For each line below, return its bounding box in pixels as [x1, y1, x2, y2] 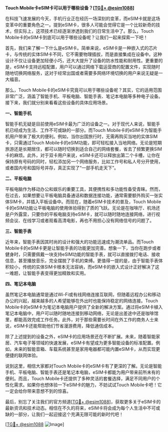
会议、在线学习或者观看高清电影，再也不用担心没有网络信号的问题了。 [9, 218, 154, 223]
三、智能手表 [5, 228, 31, 234]
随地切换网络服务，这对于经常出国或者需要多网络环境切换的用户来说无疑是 [5, 70, 158, 76]
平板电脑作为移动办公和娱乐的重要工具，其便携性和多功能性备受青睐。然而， [5, 186, 163, 192]
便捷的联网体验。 [5, 352, 40, 358]
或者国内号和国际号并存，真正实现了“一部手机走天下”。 [5, 165, 119, 171]
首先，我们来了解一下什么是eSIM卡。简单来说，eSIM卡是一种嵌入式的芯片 [5, 45, 158, 51]
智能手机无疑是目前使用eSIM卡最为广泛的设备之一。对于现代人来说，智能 [5, 121, 156, 127]
